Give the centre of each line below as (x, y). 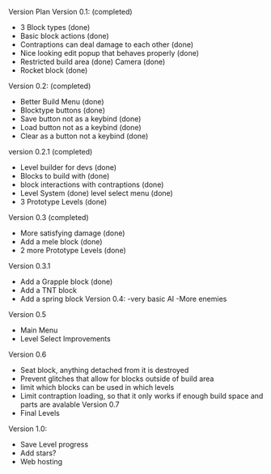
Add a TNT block (48, 290)
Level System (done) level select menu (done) (97, 193)
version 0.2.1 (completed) (51, 152)
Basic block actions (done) (64, 36)
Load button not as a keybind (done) (80, 127)
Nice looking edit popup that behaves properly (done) (110, 53)
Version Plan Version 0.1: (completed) (70, 12)
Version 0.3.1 (30, 266)
